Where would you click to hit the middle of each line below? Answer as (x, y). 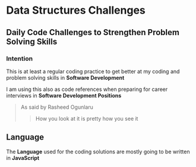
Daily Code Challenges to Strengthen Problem (93, 32)
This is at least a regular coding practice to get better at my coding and (93, 71)
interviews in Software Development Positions (64, 95)
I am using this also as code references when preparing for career (87, 89)
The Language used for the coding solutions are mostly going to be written (98, 152)
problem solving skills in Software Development (65, 77)
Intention (20, 58)
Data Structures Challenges (76, 10)
